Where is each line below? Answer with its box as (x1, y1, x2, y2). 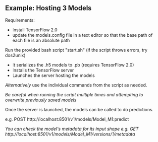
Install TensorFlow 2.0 (12, 27, 58, 33)
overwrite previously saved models (5, 97, 77, 103)
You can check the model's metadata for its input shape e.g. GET (5, 126, 139, 132)
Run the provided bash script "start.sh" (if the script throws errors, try (5, 47, 148, 53)
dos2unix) (5, 52, 26, 58)
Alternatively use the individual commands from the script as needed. (5, 82, 147, 88)
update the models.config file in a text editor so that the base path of (12, 32, 153, 38)
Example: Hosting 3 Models (5, 4, 92, 12)
